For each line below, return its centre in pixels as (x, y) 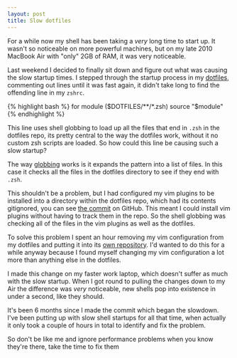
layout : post (27, 14)
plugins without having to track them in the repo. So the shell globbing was (116, 216)
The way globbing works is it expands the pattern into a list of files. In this (115, 164)
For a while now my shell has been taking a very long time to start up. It (111, 41)
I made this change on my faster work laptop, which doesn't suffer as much (118, 273)
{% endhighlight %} (36, 114)
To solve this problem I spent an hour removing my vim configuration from (116, 237)
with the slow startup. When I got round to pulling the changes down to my (116, 281)
